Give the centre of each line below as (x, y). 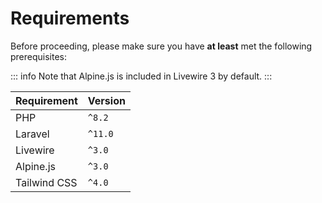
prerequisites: (39, 56)
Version (106, 100)
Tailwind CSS (46, 182)
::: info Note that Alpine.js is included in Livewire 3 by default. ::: (141, 76)
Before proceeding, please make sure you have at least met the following (161, 46)
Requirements (70, 18)
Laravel (32, 134)
